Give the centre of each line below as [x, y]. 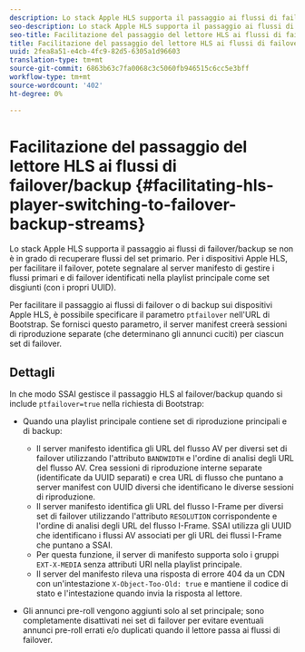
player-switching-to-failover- [123, 204]
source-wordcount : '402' [56, 85]
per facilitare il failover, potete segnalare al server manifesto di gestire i [142, 268]
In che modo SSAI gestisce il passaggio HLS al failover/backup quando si [146, 394]
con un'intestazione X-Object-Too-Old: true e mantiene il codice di [162, 584]
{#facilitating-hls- [204, 185]
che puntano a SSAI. [74, 545]
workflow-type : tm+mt [50, 77]
